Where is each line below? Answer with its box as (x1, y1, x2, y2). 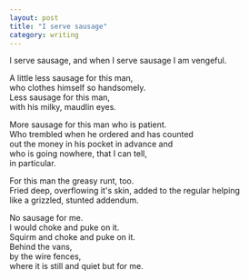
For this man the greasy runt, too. (9, 175, 134, 186)
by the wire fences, (9, 251, 82, 262)
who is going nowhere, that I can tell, (9, 148, 147, 159)
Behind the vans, (9, 242, 73, 253)
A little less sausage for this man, (9, 73, 134, 84)
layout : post (9, 13, 59, 23)
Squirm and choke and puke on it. (9, 232, 136, 243)
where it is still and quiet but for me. (9, 261, 144, 272)
